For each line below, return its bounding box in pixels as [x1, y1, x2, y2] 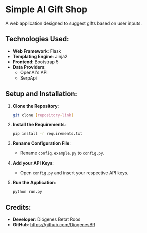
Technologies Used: [5, 35, 69, 43]
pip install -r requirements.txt [12, 131, 83, 136]
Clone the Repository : [12, 103, 59, 109]
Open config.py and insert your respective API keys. [20, 170, 129, 176]
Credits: [5, 203, 31, 212]
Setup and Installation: [5, 90, 78, 98]
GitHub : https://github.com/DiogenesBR [12, 222, 95, 227]
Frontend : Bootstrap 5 [12, 59, 59, 65]
